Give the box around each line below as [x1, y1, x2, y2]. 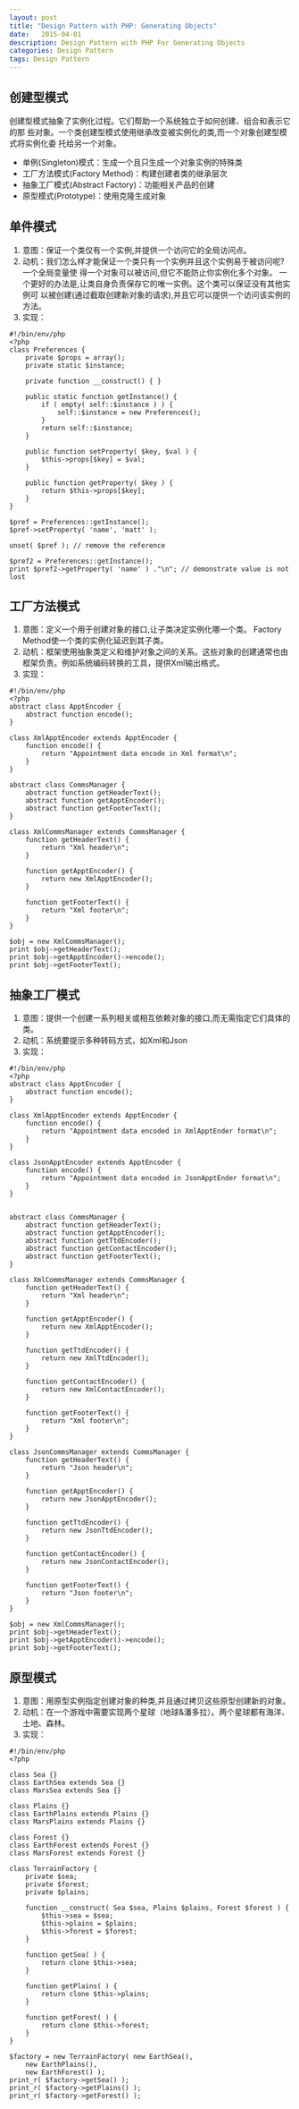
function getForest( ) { [25, 2013, 118, 2022]
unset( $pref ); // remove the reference [9, 540, 166, 550]
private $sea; [25, 1872, 78, 1882]
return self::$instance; [41, 423, 134, 432]
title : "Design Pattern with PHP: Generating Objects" [9, 21, 218, 30]
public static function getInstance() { [25, 392, 178, 401]
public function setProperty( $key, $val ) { [25, 446, 198, 456]
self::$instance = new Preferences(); [56, 408, 202, 417]
